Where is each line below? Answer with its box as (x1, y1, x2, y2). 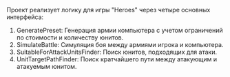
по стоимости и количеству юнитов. (16, 33, 124, 42)
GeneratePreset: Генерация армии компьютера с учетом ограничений (16, 27, 223, 34)
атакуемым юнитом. (16, 63, 77, 70)
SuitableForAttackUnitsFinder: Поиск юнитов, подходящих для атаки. (16, 48, 218, 56)
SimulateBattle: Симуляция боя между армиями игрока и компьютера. (16, 41, 224, 48)
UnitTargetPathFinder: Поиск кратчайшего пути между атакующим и (16, 55, 218, 63)
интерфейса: (6, 13, 44, 21)
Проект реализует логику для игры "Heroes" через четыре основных (6, 6, 211, 14)
